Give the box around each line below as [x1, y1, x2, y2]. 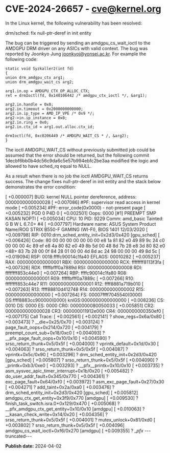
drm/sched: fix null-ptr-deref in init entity [5, 30, 92, 36]
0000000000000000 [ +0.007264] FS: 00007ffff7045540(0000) [5, 291, 143, 297]
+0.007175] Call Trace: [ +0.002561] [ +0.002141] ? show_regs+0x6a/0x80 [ [5, 313, 165, 319]
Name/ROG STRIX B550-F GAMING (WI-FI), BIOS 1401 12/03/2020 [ [5, 226, 148, 232]
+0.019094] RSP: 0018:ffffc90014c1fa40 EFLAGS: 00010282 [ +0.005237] [5, 253, 161, 260]
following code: [5, 56, 38, 62]
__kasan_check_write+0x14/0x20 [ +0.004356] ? [5, 411, 108, 417]
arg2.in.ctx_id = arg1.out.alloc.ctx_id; [5, 124, 95, 130]
